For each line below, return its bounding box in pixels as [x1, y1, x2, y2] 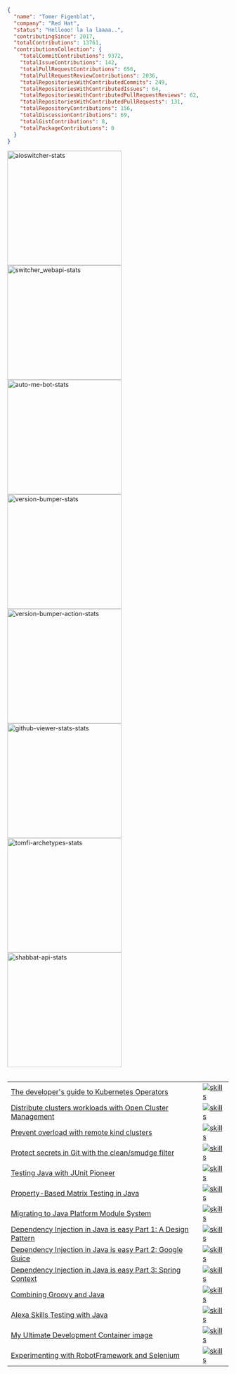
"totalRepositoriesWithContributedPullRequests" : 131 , [20, 99, 184, 106]
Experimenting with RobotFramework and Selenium [11, 1351, 181, 1361]
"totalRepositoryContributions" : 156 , [20, 105, 133, 112]
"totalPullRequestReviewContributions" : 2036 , [20, 72, 159, 79]
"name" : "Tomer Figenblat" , [13, 13, 96, 20]
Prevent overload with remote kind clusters [11, 1128, 152, 1138]
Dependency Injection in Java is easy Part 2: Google [11, 1245, 183, 1255]
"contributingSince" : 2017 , [13, 32, 96, 40]
